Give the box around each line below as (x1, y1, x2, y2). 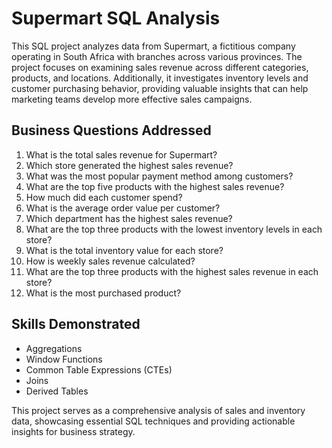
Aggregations (25, 342, 83, 354)
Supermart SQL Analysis (11, 7, 221, 30)
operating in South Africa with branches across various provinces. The (11, 50, 303, 62)
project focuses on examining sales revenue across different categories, (11, 61, 309, 73)
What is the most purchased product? (25, 287, 182, 299)
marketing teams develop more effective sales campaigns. (11, 93, 253, 105)
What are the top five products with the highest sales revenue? (25, 180, 285, 192)
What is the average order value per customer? (25, 202, 221, 214)
